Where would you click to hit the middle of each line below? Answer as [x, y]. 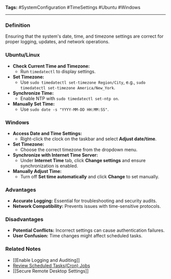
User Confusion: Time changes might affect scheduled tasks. [77, 236]
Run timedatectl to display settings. [58, 71]
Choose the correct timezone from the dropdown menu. [79, 149]
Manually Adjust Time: [37, 171]
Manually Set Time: [34, 104]
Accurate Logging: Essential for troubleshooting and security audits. [85, 201]
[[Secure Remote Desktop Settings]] [51, 271]
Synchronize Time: [33, 93]
